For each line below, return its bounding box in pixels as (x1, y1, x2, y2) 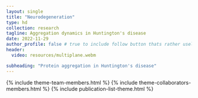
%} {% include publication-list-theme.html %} (42, 85, 154, 92)
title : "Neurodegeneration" (6, 14, 75, 20)
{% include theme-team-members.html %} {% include (6, 79, 138, 86)
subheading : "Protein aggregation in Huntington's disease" (6, 63, 157, 69)
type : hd (6, 19, 28, 25)
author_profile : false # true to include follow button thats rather (6, 42, 181, 48)
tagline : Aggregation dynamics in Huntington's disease (6, 31, 146, 36)
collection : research (6, 25, 60, 31)
